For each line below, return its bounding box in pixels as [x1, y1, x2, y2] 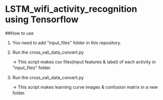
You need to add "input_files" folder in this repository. [12, 39, 122, 45]
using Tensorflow [5, 14, 79, 25]
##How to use [5, 30, 34, 36]
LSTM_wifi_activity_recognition [5, 3, 137, 15]
